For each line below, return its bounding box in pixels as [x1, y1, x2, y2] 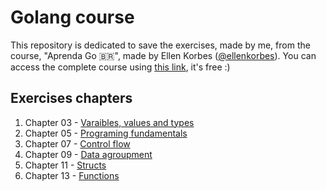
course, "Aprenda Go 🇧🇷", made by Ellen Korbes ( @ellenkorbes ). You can [10, 49, 317, 61]
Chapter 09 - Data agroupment [24, 148, 153, 160]
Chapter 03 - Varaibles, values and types [24, 116, 195, 128]
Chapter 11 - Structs [24, 159, 107, 171]
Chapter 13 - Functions [24, 169, 120, 181]
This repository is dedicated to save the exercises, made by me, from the [10, 39, 311, 51]
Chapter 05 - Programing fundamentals [24, 127, 188, 139]
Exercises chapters [10, 90, 133, 107]
